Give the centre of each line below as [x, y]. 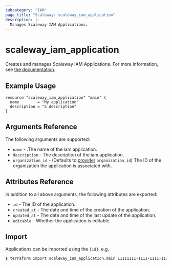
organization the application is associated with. [62, 166]
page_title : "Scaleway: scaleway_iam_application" [60, 15]
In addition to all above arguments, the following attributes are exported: [81, 194]
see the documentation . [30, 69]
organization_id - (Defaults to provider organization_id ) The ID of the [87, 160]
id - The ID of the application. [44, 204]
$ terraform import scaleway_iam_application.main [60, 259]
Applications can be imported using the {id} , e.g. [57, 249]
